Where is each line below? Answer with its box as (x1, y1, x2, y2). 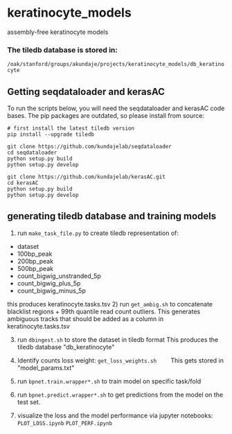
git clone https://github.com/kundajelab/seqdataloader (7, 144, 172, 150)
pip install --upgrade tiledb (7, 131, 95, 138)
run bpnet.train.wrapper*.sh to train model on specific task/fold (17, 376, 202, 385)
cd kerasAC (7, 180, 39, 186)
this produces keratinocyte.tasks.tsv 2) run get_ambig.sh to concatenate (7, 300, 213, 308)
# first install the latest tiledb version (7, 125, 135, 132)
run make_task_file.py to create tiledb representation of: (17, 229, 179, 237)
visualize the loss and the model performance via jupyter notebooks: (17, 411, 213, 419)
